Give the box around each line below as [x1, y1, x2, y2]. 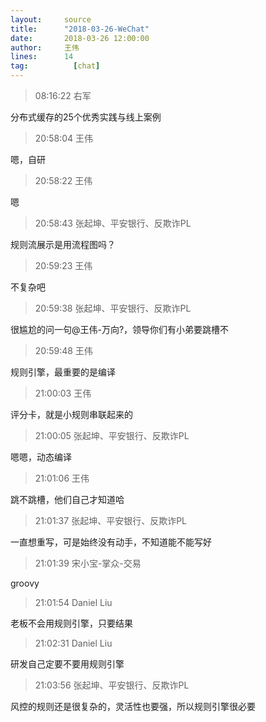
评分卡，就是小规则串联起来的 [10, 409, 133, 420]
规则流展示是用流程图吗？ [10, 239, 116, 250]
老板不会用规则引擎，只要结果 [10, 617, 133, 629]
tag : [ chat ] [10, 61, 101, 71]
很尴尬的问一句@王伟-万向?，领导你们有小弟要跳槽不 [10, 324, 230, 335]
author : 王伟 [10, 42, 80, 53]
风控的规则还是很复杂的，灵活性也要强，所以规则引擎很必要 [10, 701, 256, 712]
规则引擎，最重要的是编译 [10, 366, 116, 378]
